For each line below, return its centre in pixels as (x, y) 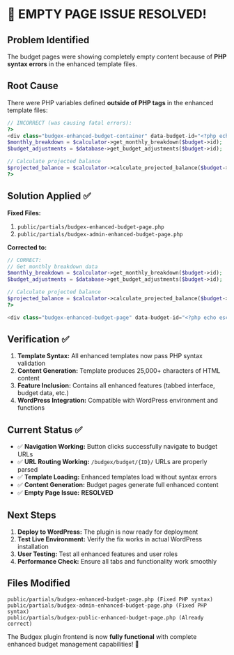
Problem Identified (48, 40)
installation (33, 547)
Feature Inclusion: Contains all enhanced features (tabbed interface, (116, 385)
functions (31, 408)
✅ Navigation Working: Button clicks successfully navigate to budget (117, 447)
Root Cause (33, 86)
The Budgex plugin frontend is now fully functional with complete (102, 636)
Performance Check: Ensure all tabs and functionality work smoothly (117, 562)
